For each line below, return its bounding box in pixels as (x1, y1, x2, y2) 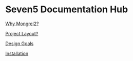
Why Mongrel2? (5, 21, 39, 27)
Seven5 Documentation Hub (5, 4, 128, 15)
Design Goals (5, 40, 34, 47)
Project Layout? (5, 30, 39, 36)
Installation (5, 50, 29, 56)
